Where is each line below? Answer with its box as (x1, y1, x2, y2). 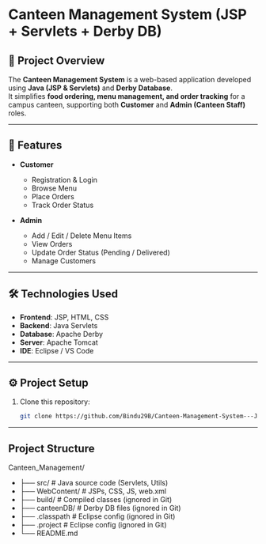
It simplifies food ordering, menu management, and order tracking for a (8, 92, 245, 100)
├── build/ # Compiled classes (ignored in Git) (19, 495, 173, 504)
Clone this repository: (19, 397, 90, 406)
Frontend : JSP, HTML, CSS (19, 312, 109, 322)
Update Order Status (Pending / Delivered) (31, 247, 170, 257)
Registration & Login (31, 175, 97, 184)
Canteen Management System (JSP (8, 6, 247, 24)
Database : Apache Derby (19, 329, 104, 338)
